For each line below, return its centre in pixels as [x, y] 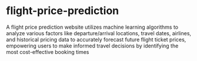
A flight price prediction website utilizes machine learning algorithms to [92, 27]
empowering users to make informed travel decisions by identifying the [92, 46]
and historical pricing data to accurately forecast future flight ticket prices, [96, 39]
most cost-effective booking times [48, 52]
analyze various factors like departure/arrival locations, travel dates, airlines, [99, 33]
